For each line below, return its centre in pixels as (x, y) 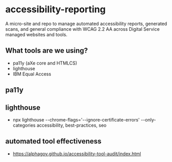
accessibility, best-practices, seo (72, 125)
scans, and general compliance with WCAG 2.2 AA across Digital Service (83, 29)
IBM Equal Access (32, 74)
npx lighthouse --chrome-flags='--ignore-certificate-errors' (76, 119)
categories (24, 125)
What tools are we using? (47, 50)
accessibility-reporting (56, 9)
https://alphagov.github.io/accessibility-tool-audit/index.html (77, 154)
